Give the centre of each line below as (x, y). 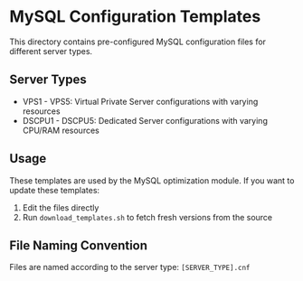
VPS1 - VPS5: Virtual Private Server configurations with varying (140, 101)
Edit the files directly (61, 207)
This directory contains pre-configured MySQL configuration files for (138, 42)
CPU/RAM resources (61, 130)
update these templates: (55, 190)
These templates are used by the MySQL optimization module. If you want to (152, 180)
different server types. (51, 51)
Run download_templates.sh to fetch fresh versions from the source (147, 217)
